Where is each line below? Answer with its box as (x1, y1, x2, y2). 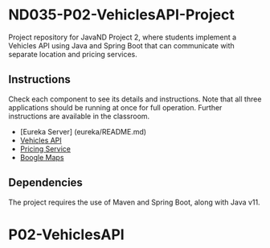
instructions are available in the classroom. (8, 111, 150, 121)
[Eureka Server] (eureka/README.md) (19, 126, 147, 136)
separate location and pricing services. (8, 49, 138, 59)
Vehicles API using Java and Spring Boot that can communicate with (8, 40, 235, 50)
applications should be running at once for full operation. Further (8, 102, 223, 112)
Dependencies (8, 176, 83, 190)
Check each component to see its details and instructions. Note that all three (8, 94, 262, 104)
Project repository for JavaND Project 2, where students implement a (8, 32, 237, 42)
